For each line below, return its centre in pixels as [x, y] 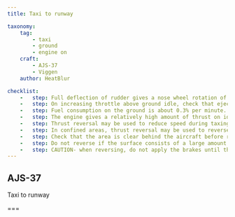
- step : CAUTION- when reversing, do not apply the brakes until [120, 150]
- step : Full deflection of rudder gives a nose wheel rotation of [123, 98]
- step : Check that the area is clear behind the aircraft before [122, 136]
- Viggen [45, 72]
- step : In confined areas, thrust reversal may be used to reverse [125, 130]
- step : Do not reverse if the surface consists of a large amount [123, 143]
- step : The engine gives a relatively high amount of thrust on [120, 117]
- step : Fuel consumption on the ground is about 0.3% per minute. [123, 111]
